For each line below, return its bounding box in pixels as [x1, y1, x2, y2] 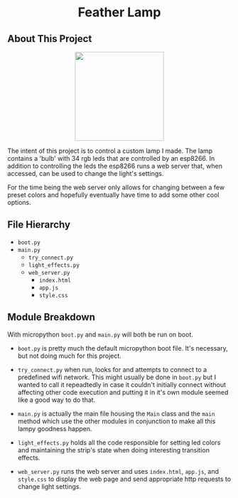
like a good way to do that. [17, 396, 96, 404]
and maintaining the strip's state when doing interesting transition [17, 445, 210, 454]
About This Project [7, 33, 92, 45]
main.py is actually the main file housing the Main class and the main [17, 409, 215, 418]
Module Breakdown [7, 311, 96, 324]
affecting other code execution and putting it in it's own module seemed [17, 388, 229, 396]
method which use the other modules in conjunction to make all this [17, 417, 216, 425]
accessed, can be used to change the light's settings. [7, 169, 164, 178]
